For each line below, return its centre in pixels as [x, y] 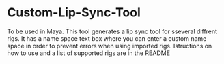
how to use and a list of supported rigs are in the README [89, 53]
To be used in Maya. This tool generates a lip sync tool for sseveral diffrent [112, 31]
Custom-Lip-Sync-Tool [74, 13]
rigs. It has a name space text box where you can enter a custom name [107, 38]
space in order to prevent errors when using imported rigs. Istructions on [110, 46]
